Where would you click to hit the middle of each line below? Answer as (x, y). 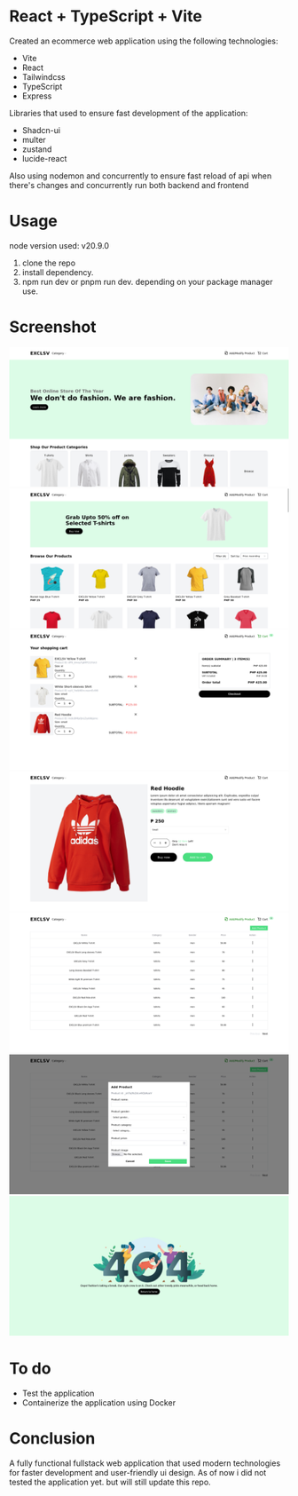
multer (34, 139)
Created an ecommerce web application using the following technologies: (144, 41)
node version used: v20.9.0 (59, 245)
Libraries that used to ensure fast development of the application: (129, 113)
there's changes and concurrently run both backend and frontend (129, 185)
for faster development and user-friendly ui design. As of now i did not (138, 1472)
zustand (37, 149)
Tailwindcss (43, 76)
